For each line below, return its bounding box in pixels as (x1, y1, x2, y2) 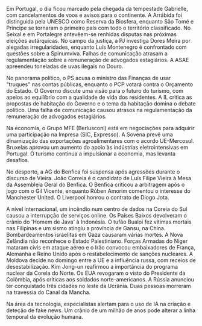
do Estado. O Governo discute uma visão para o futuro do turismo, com (6, 87, 184, 94)
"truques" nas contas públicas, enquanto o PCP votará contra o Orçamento (6, 81, 194, 88)
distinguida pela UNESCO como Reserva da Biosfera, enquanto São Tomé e (6, 18, 194, 25)
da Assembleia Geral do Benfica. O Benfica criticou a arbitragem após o (6, 181, 185, 188)
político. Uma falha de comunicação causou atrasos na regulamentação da (6, 107, 192, 113)
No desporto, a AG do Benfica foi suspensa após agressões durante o (6, 168, 180, 175)
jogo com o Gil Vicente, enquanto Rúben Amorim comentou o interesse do (6, 187, 191, 195)
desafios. (6, 157, 30, 163)
